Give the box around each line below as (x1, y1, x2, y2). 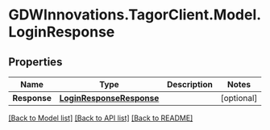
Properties (8, 55, 63, 69)
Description (166, 79, 214, 90)
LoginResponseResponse (59, 93, 160, 103)
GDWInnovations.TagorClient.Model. (8, 6, 262, 24)
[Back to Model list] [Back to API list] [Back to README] (8, 113, 193, 123)
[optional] (220, 93, 258, 103)
